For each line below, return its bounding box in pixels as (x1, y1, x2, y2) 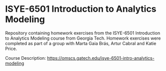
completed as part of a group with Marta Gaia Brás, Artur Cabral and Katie (5, 40, 157, 46)
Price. (5, 46, 17, 51)
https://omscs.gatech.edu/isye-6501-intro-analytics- (47, 55, 155, 61)
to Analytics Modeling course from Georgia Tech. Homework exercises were (5, 35, 161, 41)
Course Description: (5, 55, 46, 61)
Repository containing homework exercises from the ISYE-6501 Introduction (5, 30, 160, 36)
